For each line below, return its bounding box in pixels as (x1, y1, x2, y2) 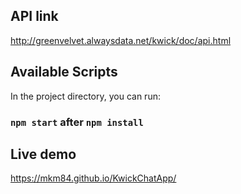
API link (10, 8, 59, 25)
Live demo (10, 145, 77, 163)
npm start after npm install (10, 115, 144, 129)
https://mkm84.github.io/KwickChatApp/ (10, 172, 177, 184)
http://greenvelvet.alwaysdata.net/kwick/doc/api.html (10, 34, 232, 46)
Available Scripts (10, 64, 118, 81)
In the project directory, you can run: (10, 90, 161, 102)
